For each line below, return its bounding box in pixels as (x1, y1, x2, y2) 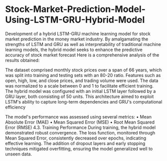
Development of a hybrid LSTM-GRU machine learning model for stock (5, 30, 151, 36)
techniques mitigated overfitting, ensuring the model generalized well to (5, 145, 153, 151)
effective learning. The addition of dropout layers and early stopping (5, 140, 146, 146)
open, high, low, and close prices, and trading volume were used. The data (5, 77, 159, 83)
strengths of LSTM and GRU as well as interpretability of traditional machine (5, 41, 161, 47)
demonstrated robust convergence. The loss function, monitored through (5, 129, 156, 135)
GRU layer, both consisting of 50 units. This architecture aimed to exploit (5, 93, 154, 99)
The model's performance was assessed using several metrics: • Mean (5, 113, 152, 119)
